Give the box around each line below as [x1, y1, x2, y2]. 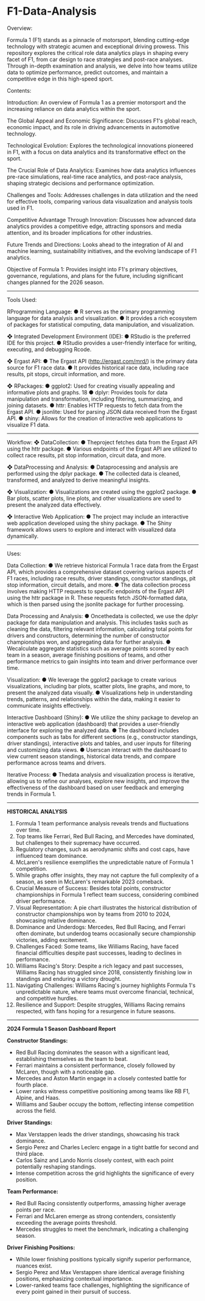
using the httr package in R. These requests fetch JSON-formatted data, [7, 594, 188, 601]
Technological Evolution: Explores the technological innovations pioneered [7, 141, 193, 149]
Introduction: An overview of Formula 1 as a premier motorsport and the [7, 99, 186, 106]
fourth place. [15, 1081, 48, 1088]
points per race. [15, 1206, 56, 1213]
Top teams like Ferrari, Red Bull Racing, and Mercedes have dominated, [15, 832, 195, 839]
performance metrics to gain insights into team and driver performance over [7, 657, 198, 665]
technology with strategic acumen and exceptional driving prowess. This [7, 43, 189, 50]
